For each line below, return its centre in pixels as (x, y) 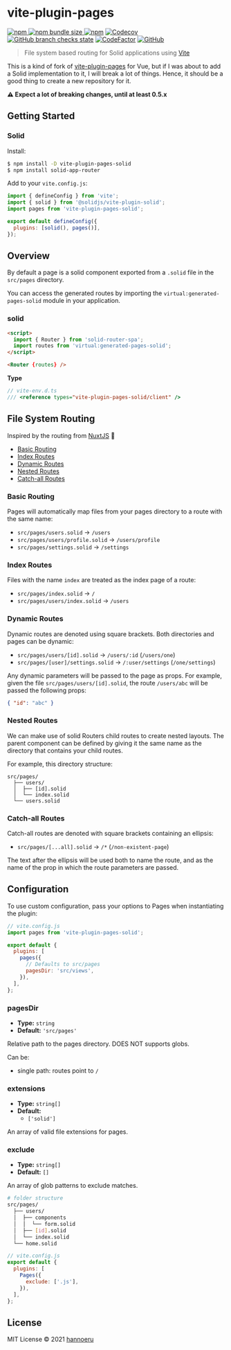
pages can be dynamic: (40, 641)
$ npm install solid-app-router (54, 170)
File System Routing (51, 419)
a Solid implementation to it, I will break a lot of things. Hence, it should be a (115, 73)
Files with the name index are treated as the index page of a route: (101, 580)
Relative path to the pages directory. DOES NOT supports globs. (99, 1044)
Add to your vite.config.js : (47, 183)
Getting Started (41, 116)
